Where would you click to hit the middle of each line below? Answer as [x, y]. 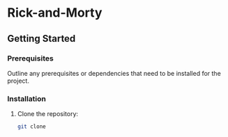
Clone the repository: [48, 114]
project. [18, 81]
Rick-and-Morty [55, 13]
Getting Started [41, 39]
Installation [27, 99]
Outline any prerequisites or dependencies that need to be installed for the [114, 73]
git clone [32, 127]
